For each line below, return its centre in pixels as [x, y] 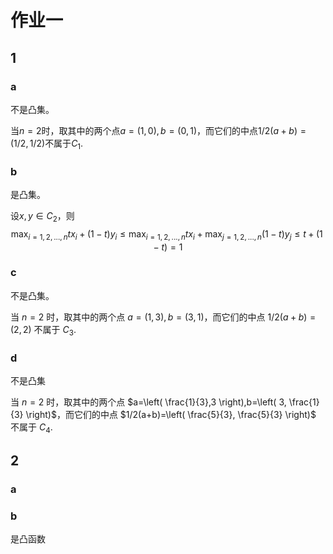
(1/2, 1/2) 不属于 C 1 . [47, 144]
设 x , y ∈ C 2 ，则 [42, 216]
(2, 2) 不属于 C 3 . [43, 330]
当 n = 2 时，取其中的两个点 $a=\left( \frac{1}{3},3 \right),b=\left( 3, [148, 402]
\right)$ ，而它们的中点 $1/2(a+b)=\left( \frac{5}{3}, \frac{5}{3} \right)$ [171, 414]
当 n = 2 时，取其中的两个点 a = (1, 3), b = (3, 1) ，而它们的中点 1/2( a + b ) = [163, 317]
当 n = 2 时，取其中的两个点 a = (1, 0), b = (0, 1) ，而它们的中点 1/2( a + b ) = [158, 130]
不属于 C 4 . [31, 428]
